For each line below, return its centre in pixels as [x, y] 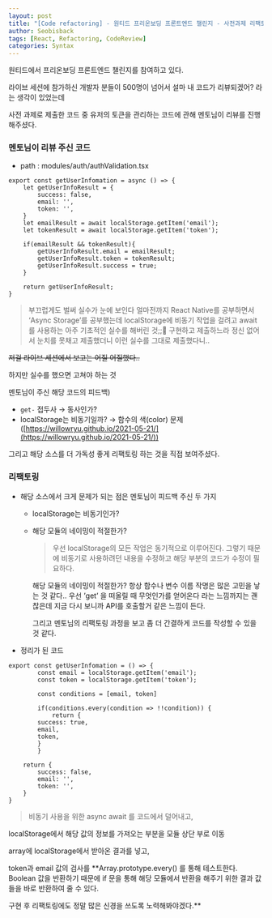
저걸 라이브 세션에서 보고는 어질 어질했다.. [74, 358]
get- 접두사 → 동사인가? [58, 409]
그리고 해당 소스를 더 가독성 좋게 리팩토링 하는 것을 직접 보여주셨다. [114, 454]
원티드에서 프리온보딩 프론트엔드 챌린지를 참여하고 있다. [96, 70]
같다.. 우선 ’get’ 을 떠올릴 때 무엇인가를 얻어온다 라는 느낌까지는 [149, 596]
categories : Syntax [41, 46]
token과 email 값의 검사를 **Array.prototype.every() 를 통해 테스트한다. [123, 868]
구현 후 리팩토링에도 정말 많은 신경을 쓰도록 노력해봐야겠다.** [105, 905]
